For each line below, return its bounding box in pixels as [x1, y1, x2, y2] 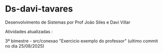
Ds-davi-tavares [5, 3, 73, 14]
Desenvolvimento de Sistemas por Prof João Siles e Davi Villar [5, 19, 131, 25]
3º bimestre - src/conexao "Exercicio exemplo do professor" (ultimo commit [5, 38, 158, 44]
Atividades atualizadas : [5, 28, 53, 34]
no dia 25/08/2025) [5, 43, 45, 49]
